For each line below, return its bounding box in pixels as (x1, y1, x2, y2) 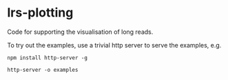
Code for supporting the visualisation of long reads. (7, 28, 154, 36)
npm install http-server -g (7, 54, 88, 61)
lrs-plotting (7, 5, 74, 21)
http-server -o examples (7, 66, 79, 73)
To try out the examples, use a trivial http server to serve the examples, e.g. (7, 41, 222, 49)
